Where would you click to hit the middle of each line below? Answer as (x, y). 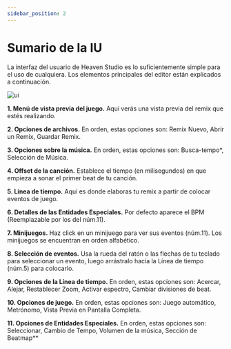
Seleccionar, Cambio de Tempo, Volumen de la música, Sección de (102, 330)
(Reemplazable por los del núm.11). (56, 219)
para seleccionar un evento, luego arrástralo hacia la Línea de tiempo (106, 261)
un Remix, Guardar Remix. (44, 136)
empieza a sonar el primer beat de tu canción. (72, 178)
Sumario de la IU (55, 47)
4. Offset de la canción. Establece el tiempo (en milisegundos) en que (107, 171)
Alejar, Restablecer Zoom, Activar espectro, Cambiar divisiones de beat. (109, 289)
